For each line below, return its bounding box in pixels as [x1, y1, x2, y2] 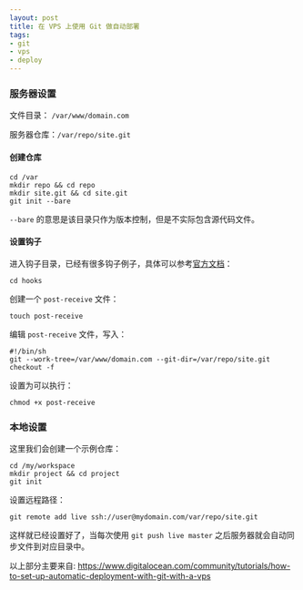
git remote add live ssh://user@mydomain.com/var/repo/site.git [9, 513, 258, 522]
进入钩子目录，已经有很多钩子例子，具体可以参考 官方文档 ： [9, 258, 233, 269]
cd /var [9, 172, 39, 182]
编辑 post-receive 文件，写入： [9, 329, 127, 340]
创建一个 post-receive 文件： [9, 293, 119, 304]
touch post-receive [9, 311, 84, 320]
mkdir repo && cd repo [9, 180, 96, 189]
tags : [9, 30, 30, 39]
